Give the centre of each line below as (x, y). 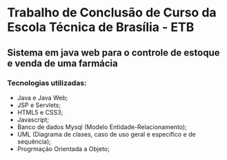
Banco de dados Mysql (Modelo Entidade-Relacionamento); (102, 127)
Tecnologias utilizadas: (47, 82)
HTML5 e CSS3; (40, 112)
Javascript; (33, 119)
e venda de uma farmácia (63, 63)
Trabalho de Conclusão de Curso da (112, 13)
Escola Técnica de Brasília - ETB (101, 27)
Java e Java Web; (42, 98)
